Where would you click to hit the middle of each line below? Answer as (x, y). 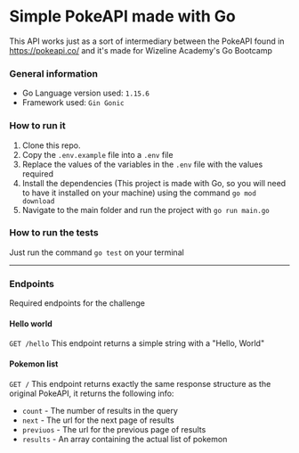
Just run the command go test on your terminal (97, 252)
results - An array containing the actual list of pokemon (125, 439)
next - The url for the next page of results (98, 420)
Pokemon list (34, 364)
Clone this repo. (51, 145)
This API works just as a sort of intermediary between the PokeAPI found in (147, 41)
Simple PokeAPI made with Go (122, 16)
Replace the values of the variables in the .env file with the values (142, 164)
